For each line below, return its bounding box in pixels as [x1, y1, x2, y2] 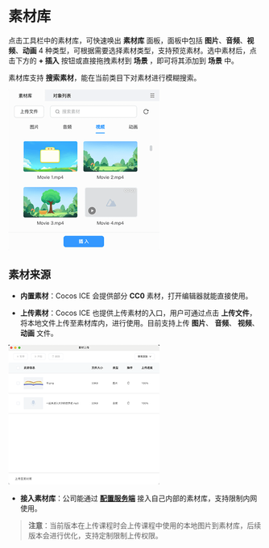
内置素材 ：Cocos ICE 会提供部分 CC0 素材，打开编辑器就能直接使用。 [19, 291, 253, 301]
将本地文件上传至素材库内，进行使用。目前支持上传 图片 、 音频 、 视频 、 [19, 318, 259, 327]
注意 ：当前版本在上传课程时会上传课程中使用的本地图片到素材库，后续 [27, 521, 262, 530]
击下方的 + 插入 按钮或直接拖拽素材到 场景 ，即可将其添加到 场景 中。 [8, 56, 239, 65]
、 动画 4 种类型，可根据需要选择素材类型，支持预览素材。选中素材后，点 [15, 45, 257, 55]
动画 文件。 [19, 328, 58, 338]
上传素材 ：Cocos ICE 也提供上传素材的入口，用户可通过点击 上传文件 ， [19, 308, 257, 318]
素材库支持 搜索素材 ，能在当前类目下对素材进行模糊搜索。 [8, 73, 201, 82]
